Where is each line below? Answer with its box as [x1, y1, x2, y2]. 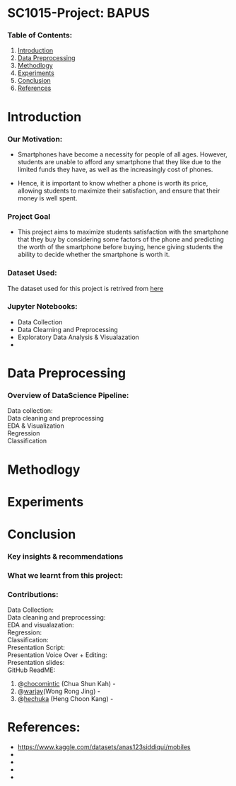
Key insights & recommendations [7, 551, 124, 561]
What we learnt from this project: [7, 570, 124, 580]
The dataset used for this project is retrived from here [7, 284, 164, 292]
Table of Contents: [7, 30, 73, 40]
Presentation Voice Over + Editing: [7, 651, 107, 659]
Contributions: [7, 589, 59, 599]
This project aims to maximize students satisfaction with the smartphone [17, 228, 229, 237]
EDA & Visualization [7, 421, 65, 430]
